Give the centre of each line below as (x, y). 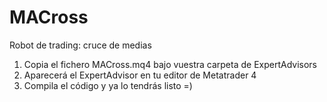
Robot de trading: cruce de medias (80, 45)
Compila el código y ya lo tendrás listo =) (108, 85)
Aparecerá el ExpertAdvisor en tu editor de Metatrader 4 (140, 75)
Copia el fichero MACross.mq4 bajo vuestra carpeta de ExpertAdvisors (170, 64)
